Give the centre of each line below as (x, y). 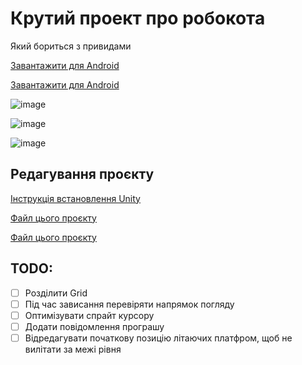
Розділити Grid (56, 293)
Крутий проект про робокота (138, 18)
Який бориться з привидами (71, 46)
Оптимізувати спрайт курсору (89, 315)
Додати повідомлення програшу (94, 326)
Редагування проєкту (82, 174)
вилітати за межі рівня (73, 349)
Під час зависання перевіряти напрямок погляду (129, 304)
